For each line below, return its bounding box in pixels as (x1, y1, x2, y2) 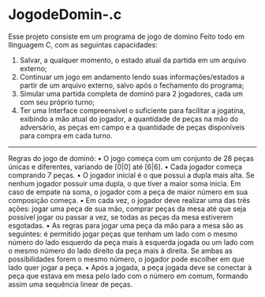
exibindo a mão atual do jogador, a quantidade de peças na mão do (19, 114, 239, 123)
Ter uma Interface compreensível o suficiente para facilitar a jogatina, (19, 105, 246, 115)
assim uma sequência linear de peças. (8, 279, 132, 289)
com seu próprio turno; (19, 97, 95, 107)
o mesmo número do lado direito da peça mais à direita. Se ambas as (8, 246, 233, 255)
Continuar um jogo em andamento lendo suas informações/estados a (19, 72, 245, 81)
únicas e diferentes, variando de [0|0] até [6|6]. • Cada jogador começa (8, 162, 243, 171)
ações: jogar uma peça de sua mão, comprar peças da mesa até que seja (8, 204, 247, 213)
